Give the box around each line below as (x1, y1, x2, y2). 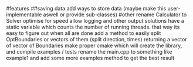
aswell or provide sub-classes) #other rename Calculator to (43, 11, 187, 18)
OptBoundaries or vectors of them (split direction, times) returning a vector (6, 36, 187, 43)
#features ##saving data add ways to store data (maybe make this (6, 5, 167, 12)
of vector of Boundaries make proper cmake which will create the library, (6, 42, 182, 49)
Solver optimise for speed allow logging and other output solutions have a (6, 17, 185, 24)
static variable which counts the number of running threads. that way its (6, 23, 180, 30)
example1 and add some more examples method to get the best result (6, 55, 175, 61)
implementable (6, 11, 42, 18)
